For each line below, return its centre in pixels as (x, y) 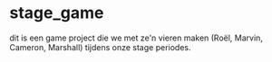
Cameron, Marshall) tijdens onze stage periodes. (100, 47)
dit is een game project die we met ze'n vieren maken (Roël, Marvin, (136, 38)
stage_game (57, 13)
